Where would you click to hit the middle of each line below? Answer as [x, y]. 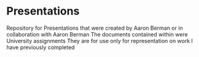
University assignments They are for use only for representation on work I [100, 41]
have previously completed [41, 47]
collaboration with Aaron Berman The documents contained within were [97, 34]
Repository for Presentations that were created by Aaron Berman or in [95, 28]
